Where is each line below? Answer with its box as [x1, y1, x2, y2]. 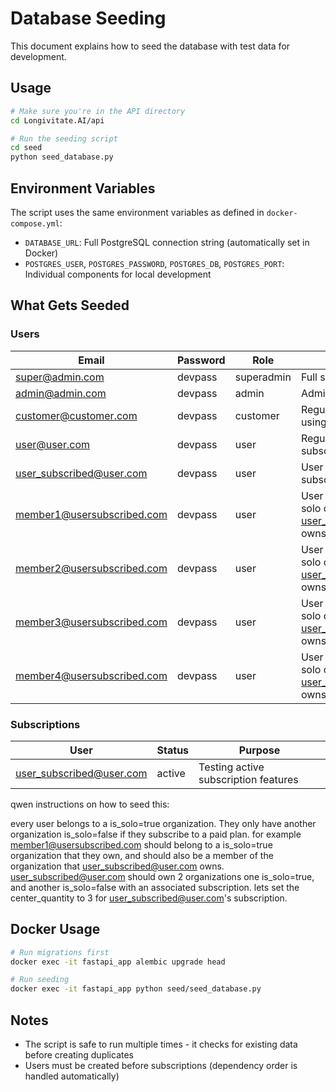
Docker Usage [10, 921, 101, 938]
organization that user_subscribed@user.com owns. [10, 860, 225, 872]
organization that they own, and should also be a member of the [10, 849, 274, 861]
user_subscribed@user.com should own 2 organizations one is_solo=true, [10, 870, 315, 882]
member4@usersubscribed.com [15, 668, 168, 682]
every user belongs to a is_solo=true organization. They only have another [10, 817, 317, 829]
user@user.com [15, 437, 91, 451]
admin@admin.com [15, 386, 107, 400]
